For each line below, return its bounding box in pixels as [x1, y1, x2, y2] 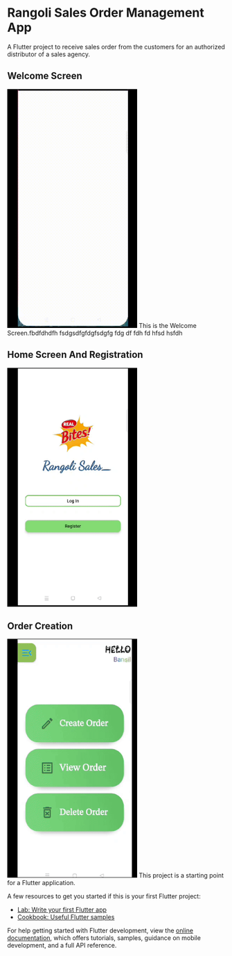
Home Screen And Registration [7, 349, 143, 361]
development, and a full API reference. [7, 941, 117, 950]
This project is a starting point [138, 871, 224, 880]
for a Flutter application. [7, 879, 75, 887]
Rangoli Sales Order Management [7, 5, 204, 21]
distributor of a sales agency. [7, 50, 90, 58]
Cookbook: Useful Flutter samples [17, 913, 115, 921]
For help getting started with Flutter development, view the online [7, 926, 194, 935]
